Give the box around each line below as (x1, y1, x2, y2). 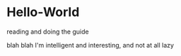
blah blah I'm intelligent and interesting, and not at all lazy (6, 41, 175, 49)
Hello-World (6, 4, 80, 20)
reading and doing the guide (6, 27, 89, 36)
